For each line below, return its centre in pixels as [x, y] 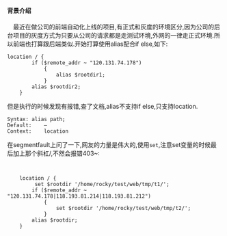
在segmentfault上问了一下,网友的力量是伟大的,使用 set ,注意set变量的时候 [109, 145]
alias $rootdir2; [56, 87]
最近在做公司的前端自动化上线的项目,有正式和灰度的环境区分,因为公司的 [114, 27]
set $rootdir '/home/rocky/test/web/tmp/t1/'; [102, 185]
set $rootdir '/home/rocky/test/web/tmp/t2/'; [123, 209]
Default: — [27, 126]
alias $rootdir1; [81, 75]
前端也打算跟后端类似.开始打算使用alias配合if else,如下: [90, 44]
